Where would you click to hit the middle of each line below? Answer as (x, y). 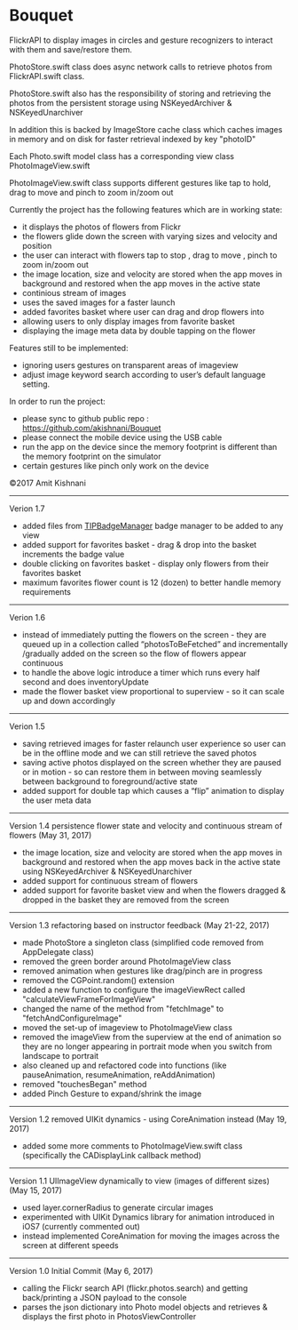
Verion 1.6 (27, 617)
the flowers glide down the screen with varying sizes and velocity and (149, 236)
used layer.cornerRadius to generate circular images (118, 1207)
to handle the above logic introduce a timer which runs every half (141, 672)
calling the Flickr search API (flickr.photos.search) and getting (135, 1288)
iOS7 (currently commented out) (81, 1226)
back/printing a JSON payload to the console (104, 1297)
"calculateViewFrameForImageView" (89, 999)
